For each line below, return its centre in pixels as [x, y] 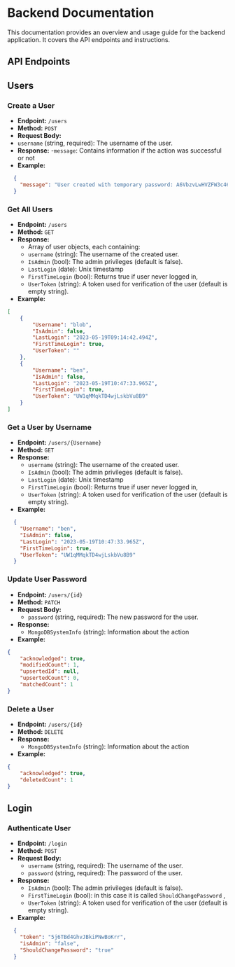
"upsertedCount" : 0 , [50, 678]
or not [26, 158]
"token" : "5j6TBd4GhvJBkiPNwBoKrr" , [73, 937]
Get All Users [30, 209]
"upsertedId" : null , [50, 672]
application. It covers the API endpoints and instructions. [88, 39]
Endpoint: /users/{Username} [59, 443]
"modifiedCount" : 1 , [50, 665]
